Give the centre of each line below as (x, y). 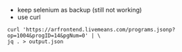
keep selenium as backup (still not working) (80, 10)
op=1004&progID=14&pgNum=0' (48, 36)
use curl (29, 17)
